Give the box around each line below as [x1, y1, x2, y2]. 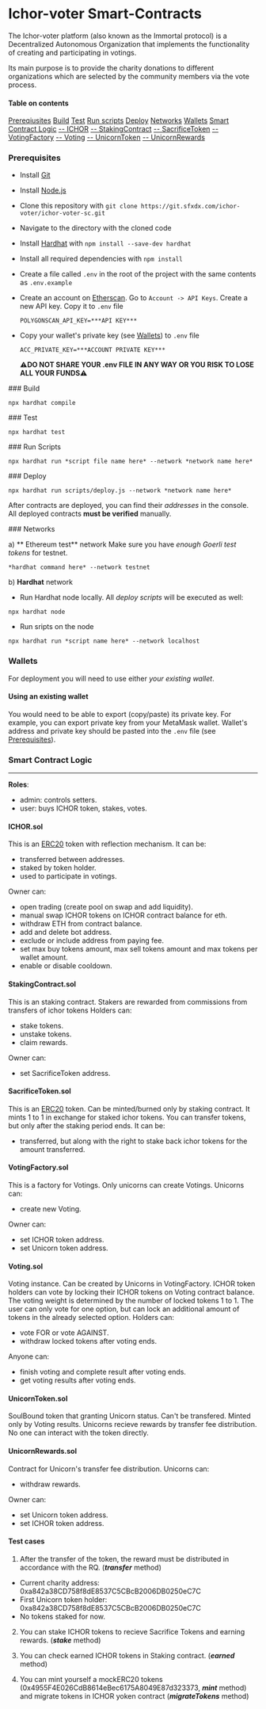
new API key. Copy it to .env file [19, 302, 124, 311]
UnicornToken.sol [8, 1394, 68, 1403]
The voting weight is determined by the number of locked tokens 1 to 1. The [8, 1296, 254, 1306]
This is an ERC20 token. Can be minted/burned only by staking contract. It [8, 1104, 251, 1113]
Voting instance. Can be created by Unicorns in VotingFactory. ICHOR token [8, 1279, 256, 1288]
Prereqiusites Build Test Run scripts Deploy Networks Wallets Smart [8, 116, 230, 125]
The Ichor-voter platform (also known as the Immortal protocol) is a [8, 31, 227, 40]
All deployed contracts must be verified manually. [8, 509, 172, 519]
